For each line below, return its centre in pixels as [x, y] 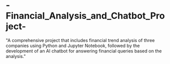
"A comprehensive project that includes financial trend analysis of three [80, 40]
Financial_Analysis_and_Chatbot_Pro [85, 16]
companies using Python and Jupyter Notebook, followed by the [73, 45]
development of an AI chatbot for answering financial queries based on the [84, 51]
